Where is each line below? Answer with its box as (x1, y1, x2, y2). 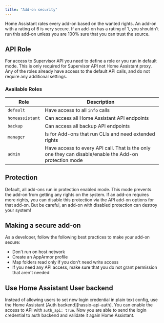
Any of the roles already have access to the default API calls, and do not (5, 68, 150, 74)
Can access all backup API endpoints (44, 123, 130, 129)
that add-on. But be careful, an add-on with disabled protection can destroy (5, 202, 158, 208)
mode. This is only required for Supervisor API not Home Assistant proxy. (5, 63, 152, 69)
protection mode (44, 157, 83, 164)
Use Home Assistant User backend (5, 284, 113, 292)
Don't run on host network (12, 249, 65, 255)
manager (7, 134, 25, 140)
